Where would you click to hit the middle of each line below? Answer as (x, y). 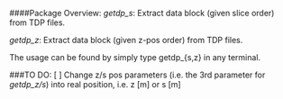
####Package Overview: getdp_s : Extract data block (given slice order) (142, 13)
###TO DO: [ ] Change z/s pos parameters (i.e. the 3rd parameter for (137, 75)
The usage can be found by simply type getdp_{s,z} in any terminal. (135, 57)
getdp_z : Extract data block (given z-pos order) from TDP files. (126, 40)
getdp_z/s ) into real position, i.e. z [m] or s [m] (96, 84)
